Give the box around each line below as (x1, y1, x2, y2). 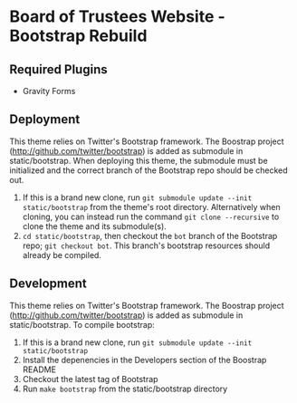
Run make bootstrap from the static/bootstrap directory (22, 383, 228, 394)
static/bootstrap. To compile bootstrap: (9, 319, 156, 330)
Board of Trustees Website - (9, 6, 226, 27)
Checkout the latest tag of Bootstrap (22, 373, 158, 384)
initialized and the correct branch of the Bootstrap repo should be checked (9, 165, 288, 176)
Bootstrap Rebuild (9, 25, 148, 46)
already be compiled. (22, 249, 102, 260)
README (22, 364, 57, 375)
